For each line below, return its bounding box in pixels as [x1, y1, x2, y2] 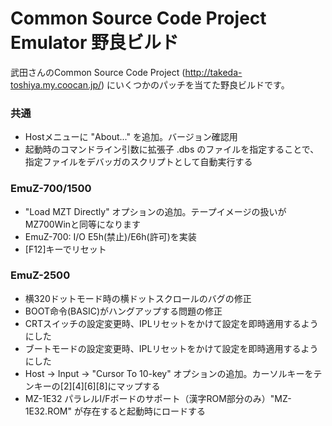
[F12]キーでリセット [24, 243, 107, 255]
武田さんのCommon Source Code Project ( [10, 66, 186, 78]
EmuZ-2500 [10, 268, 71, 282]
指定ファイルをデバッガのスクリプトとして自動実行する [24, 156, 253, 168]
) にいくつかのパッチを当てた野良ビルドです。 [101, 78, 290, 91]
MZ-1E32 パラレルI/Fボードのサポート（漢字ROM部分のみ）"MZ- [24, 392, 292, 404]
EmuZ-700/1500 [10, 182, 92, 196]
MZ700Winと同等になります [24, 218, 142, 230]
